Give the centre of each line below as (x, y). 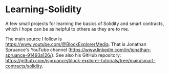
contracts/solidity (24, 66)
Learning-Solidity (44, 9)
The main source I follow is (34, 39)
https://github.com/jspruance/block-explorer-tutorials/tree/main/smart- (80, 60)
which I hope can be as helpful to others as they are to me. (67, 29)
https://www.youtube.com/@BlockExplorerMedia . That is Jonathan (76, 44)
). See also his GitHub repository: (86, 55)
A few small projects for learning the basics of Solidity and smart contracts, (85, 23)
